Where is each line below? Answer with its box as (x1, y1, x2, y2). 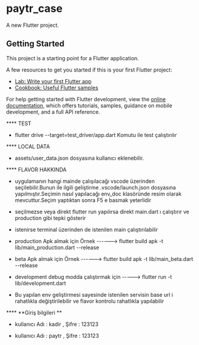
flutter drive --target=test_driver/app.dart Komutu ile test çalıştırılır (14, 131, 177, 138)
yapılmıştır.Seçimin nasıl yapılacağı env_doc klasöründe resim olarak (14, 190, 182, 197)
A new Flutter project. (6, 21, 59, 29)
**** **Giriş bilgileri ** (6, 309, 62, 316)
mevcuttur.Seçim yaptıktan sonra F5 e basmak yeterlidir (14, 196, 151, 204)
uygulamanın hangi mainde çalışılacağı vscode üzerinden (14, 178, 155, 185)
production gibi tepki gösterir (14, 214, 86, 222)
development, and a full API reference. (6, 108, 100, 115)
